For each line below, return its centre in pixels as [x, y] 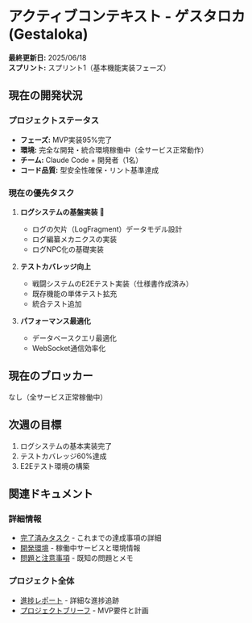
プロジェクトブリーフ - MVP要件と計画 [84, 610]
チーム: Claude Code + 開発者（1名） [81, 160]
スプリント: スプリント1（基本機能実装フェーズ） [89, 67]
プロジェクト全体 [41, 581]
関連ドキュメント [51, 493]
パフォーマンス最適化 [55, 320]
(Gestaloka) [48, 34]
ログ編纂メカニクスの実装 [74, 239]
